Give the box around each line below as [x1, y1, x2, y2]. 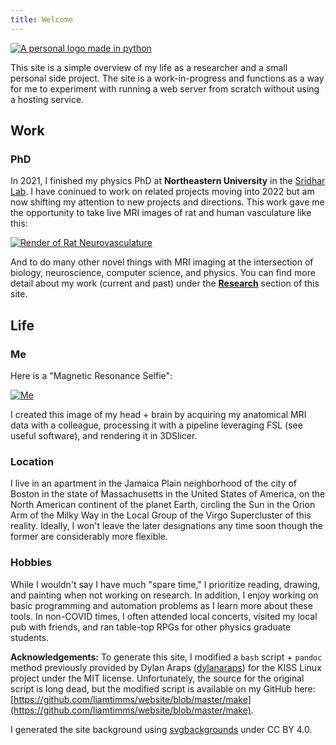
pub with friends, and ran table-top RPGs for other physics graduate [10, 621, 292, 633]
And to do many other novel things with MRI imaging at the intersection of [10, 256, 314, 268]
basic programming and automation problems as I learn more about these [10, 599, 313, 611]
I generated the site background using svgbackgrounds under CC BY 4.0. [10, 723, 313, 735]
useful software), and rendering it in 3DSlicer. [10, 430, 198, 441]
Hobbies [10, 556, 53, 570]
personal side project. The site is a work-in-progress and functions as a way [10, 72, 325, 84]
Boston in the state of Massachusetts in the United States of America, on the [10, 488, 326, 500]
